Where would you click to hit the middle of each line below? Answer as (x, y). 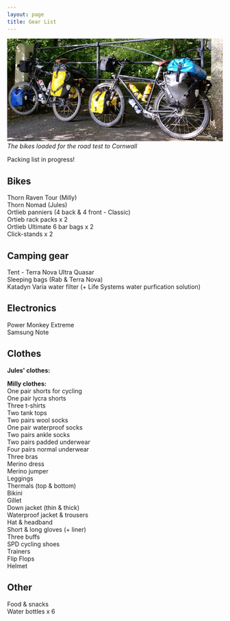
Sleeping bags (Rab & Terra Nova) (55, 280)
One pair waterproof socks (45, 427)
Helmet (17, 565)
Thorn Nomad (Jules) (37, 205)
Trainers (19, 551)
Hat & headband (30, 522)
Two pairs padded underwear (49, 442)
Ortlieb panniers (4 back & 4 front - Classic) (69, 212)
